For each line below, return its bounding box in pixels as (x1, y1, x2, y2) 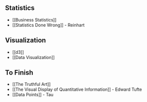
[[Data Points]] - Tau (12, 92, 54, 98)
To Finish (5, 68, 33, 77)
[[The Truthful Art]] (12, 82, 51, 87)
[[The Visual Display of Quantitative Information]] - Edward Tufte (12, 86, 142, 92)
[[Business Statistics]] (12, 17, 57, 22)
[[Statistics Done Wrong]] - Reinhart (12, 22, 84, 28)
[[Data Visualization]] (12, 54, 55, 60)
